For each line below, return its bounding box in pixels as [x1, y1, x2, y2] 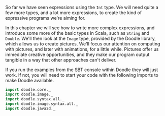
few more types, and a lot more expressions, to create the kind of [5, 10, 142, 16]
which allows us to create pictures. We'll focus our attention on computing [5, 41, 160, 47]
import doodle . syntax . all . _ [5, 96, 65, 101]
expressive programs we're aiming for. [5, 15, 86, 21]
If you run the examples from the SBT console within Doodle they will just [5, 67, 158, 73]
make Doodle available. [5, 78, 54, 83]
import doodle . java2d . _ [5, 106, 56, 111]
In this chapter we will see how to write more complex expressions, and [5, 25, 155, 31]
